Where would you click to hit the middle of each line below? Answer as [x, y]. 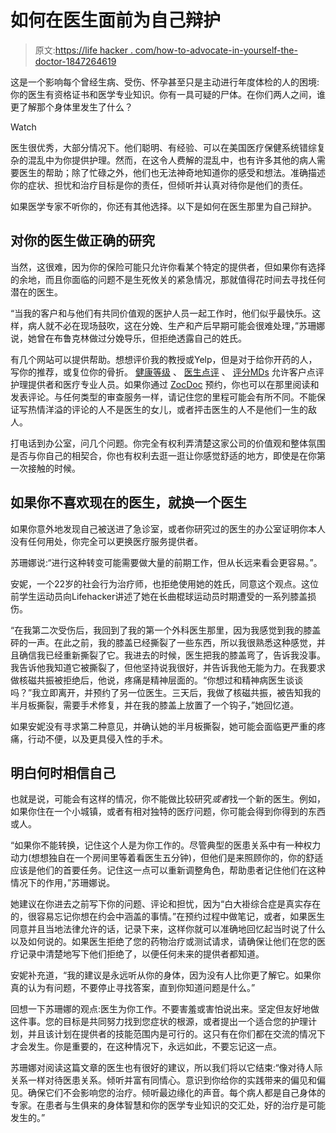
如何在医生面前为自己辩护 [116, 20]
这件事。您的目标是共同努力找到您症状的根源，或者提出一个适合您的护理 [159, 1022]
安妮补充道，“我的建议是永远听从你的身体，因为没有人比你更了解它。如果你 [166, 975]
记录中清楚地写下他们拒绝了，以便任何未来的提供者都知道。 [141, 954]
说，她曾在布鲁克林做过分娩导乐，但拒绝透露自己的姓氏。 [128, 338]
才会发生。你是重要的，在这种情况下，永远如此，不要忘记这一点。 [146, 1047]
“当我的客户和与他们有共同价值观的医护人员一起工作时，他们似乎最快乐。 [161, 313]
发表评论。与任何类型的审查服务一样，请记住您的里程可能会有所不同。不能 [163, 397]
